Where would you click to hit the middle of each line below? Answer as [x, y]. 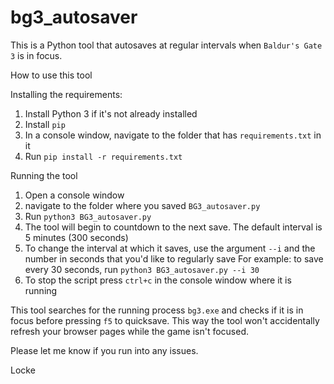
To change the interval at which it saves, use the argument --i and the [170, 248]
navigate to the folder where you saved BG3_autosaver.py [142, 205]
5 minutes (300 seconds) [76, 237]
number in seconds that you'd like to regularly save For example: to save [174, 258]
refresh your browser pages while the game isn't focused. [130, 331]
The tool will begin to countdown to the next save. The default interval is [173, 227]
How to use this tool [51, 75]
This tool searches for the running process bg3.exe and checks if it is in [157, 310]
